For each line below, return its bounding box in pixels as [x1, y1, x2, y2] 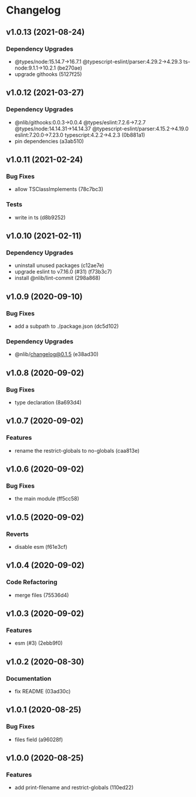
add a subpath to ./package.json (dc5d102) [14, 322, 119, 330]
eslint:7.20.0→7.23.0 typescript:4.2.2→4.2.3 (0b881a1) [14, 131, 146, 139]
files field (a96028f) [14, 736, 63, 743]
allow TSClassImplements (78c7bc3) [14, 186, 104, 193]
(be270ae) [57, 64, 83, 71]
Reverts [6, 530, 29, 538]
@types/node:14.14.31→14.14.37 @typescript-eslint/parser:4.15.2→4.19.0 [14, 125, 189, 132]
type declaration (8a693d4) [14, 398, 82, 406]
